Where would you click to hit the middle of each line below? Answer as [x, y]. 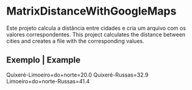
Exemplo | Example [43, 60]
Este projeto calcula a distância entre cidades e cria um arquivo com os [96, 28]
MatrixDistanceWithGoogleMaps [91, 11]
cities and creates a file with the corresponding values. [76, 41]
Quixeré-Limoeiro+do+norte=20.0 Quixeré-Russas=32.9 [77, 75]
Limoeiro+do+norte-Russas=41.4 [48, 81]
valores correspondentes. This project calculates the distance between [96, 34]
